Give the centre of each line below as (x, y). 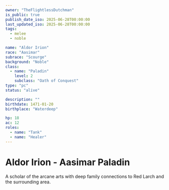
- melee (18, 34)
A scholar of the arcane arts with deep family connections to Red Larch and (85, 176)
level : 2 (24, 76)
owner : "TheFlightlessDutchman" (40, 10)
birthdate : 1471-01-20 (29, 104)
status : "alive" (22, 90)
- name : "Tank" (26, 132)
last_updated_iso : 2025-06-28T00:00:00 (48, 24)
